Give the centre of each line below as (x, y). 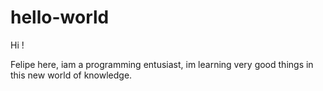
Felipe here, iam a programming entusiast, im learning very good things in (162, 64)
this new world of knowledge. (71, 75)
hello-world (60, 17)
